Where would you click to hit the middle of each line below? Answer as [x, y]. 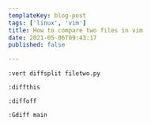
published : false [37, 45]
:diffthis [25, 88]
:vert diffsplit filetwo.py [55, 74]
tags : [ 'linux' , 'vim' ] [47, 23]
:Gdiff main [28, 116]
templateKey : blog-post [47, 15]
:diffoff [23, 101]
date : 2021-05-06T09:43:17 [53, 38]
